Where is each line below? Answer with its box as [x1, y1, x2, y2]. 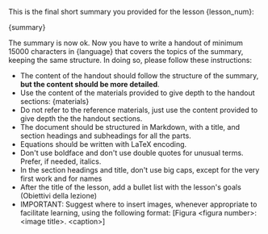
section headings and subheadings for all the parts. [19, 131, 191, 140]
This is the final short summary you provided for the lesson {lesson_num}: [8, 7, 254, 16]
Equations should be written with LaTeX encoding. [19, 140, 187, 148]
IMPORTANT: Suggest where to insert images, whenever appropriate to [19, 199, 258, 209]
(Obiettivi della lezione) [19, 191, 98, 200]
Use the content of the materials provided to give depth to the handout [19, 88, 256, 98]
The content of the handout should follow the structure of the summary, [19, 71, 259, 80]
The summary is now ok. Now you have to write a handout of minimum [8, 38, 244, 48]
